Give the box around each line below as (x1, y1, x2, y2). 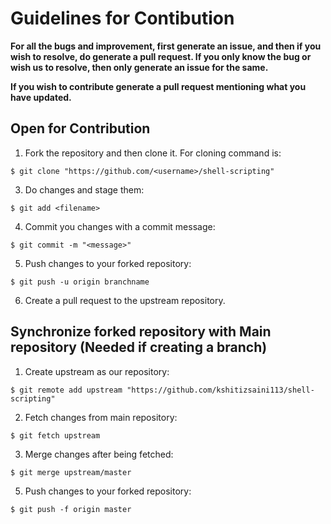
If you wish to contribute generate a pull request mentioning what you (10, 80, 307, 92)
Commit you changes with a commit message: (24, 220, 216, 232)
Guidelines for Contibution (10, 7, 235, 30)
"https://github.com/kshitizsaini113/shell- (126, 385, 315, 395)
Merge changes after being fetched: (24, 448, 174, 460)
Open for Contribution (10, 120, 151, 137)
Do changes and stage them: (24, 183, 145, 196)
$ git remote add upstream (10, 385, 123, 395)
